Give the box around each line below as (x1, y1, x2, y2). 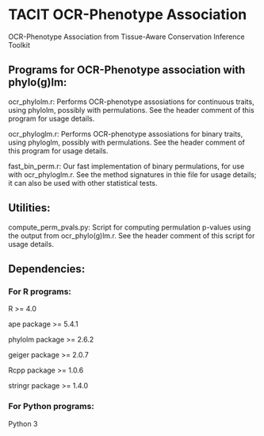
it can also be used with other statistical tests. (8, 178, 158, 187)
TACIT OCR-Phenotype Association (8, 6, 247, 24)
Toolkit (8, 40, 30, 49)
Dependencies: (8, 262, 86, 276)
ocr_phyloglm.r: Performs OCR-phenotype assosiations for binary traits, (8, 129, 243, 138)
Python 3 (8, 419, 38, 428)
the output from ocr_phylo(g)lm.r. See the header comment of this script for (8, 230, 255, 240)
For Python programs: (8, 401, 95, 412)
